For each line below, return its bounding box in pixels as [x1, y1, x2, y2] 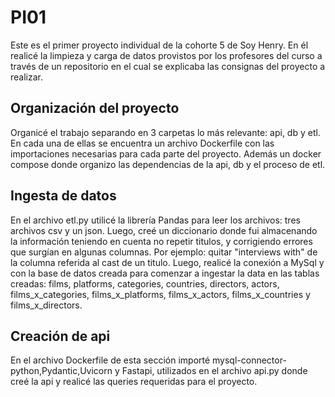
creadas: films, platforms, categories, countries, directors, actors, [10, 277, 280, 290]
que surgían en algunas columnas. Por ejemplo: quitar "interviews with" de [10, 246, 318, 258]
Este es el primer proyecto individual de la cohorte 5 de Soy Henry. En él [10, 39, 309, 51]
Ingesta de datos [10, 187, 117, 205]
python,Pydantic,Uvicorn [10, 365, 113, 377]
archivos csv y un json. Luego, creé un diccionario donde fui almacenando [10, 224, 318, 236]
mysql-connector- [212, 354, 287, 366]
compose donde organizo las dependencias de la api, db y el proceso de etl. [10, 158, 326, 170]
